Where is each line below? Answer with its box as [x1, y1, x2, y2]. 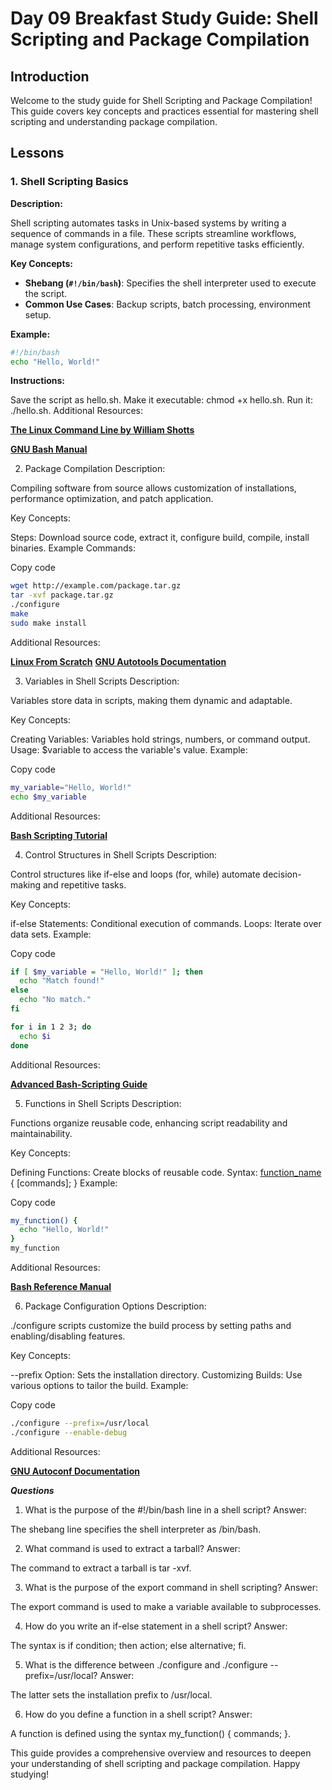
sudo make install [10, 618, 87, 628]
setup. [24, 308, 52, 321]
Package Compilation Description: [24, 463, 166, 475]
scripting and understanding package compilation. [10, 116, 218, 127]
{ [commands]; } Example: [10, 1177, 118, 1189]
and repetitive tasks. [42, 878, 127, 891]
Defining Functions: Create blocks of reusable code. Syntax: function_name [10, 1166, 322, 1178]
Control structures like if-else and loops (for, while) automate [10, 868, 261, 880]
